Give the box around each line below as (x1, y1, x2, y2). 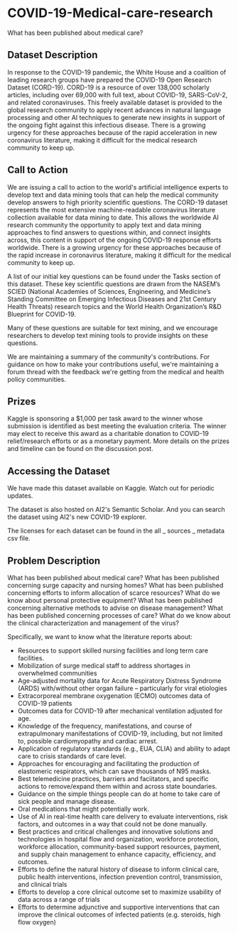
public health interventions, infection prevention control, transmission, (17, 873, 222, 881)
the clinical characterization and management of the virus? (7, 619, 180, 627)
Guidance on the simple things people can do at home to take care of (17, 790, 220, 798)
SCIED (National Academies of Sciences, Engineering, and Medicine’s (7, 287, 211, 295)
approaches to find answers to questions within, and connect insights (7, 228, 211, 236)
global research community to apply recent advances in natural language (7, 105, 222, 114)
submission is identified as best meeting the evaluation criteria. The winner (7, 422, 227, 430)
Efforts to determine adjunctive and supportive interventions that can (17, 903, 220, 911)
